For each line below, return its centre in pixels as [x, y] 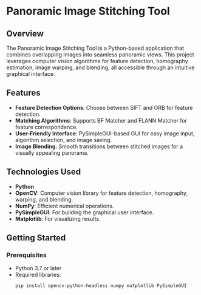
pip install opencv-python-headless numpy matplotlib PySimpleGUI [101, 286]
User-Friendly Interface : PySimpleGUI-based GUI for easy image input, [105, 133]
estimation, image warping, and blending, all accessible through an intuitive [101, 67]
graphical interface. [31, 74]
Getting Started [36, 238]
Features [23, 93]
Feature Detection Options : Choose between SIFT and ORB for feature [104, 107]
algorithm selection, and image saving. [63, 140]
